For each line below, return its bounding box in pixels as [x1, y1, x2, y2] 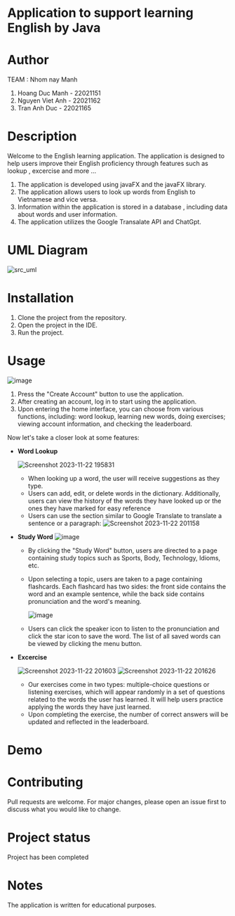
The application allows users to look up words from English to [17, 188, 196, 196]
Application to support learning [7, 5, 194, 21]
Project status [7, 830, 91, 846]
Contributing [7, 775, 83, 790]
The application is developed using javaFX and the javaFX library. [17, 181, 207, 189]
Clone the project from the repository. [17, 313, 127, 321]
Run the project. [17, 328, 65, 337]
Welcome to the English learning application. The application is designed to [7, 152, 225, 160]
